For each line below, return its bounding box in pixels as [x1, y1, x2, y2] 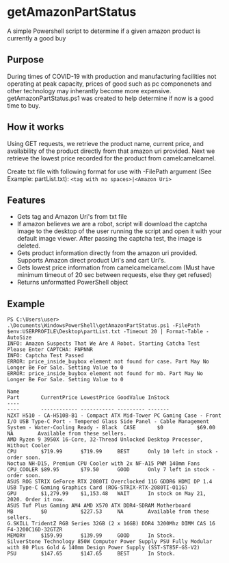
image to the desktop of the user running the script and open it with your [16, 227, 222, 235]
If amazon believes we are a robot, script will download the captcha [16, 220, 208, 228]
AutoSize [7, 334, 32, 342]
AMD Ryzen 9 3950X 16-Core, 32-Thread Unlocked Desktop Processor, [7, 436, 204, 443]
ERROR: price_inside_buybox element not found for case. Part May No [7, 358, 210, 366]
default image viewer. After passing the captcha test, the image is [16, 235, 202, 243]
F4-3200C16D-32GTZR [7, 526, 63, 534]
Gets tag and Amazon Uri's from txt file [16, 213, 128, 221]
